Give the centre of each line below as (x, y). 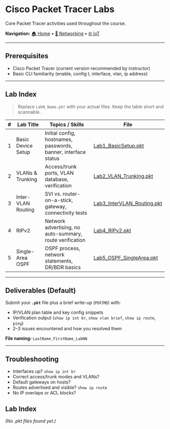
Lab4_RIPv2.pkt (112, 230)
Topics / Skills (67, 124)
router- (71, 193)
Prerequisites (27, 56)
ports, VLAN (59, 173)
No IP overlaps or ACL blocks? (44, 393)
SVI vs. (53, 193)
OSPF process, (62, 248)
